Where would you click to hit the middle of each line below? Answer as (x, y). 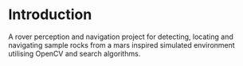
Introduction (50, 15)
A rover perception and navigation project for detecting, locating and (121, 37)
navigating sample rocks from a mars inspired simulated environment (121, 45)
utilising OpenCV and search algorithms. (74, 53)
